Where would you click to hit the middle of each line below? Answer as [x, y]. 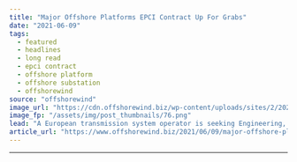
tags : [19, 33]
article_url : [33, 132]
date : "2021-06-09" [45, 26]
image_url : [29, 107]
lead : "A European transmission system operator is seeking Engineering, [148, 124]
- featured [37, 42]
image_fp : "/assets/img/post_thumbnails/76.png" [100, 115]
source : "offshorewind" [53, 99]
